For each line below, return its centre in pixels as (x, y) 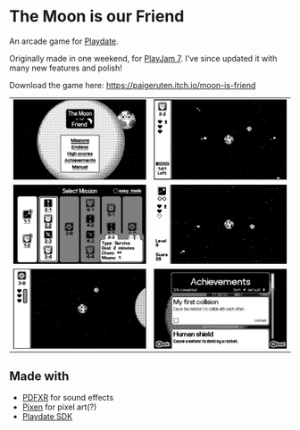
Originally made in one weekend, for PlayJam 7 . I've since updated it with (143, 58)
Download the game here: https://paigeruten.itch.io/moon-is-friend (133, 85)
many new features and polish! (66, 68)
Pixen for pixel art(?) (59, 407)
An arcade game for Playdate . (64, 41)
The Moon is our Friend (97, 17)
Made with (39, 376)
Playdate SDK (47, 417)
